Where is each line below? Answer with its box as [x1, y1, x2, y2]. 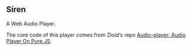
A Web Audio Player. [6, 20, 56, 27]
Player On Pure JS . [6, 37, 52, 44]
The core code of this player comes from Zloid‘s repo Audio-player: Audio [6, 31, 186, 38]
